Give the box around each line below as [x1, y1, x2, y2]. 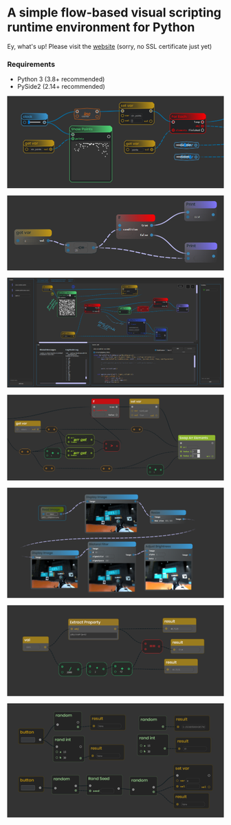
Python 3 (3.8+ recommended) [16, 75, 105, 83]
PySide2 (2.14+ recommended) [16, 83, 105, 91]
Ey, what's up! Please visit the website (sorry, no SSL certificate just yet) [7, 42, 212, 50]
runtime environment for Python [7, 19, 195, 35]
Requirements [7, 59, 56, 69]
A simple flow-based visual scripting [7, 5, 221, 21]
